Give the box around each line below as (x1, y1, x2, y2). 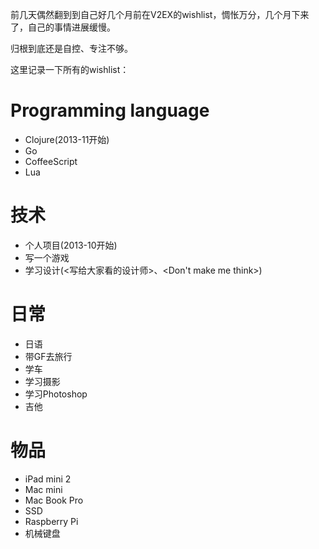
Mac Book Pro (24, 494, 84, 506)
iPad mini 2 (24, 473, 72, 485)
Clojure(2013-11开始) (24, 133, 110, 145)
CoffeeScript (24, 155, 78, 167)
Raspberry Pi (24, 515, 79, 527)
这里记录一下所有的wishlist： (10, 64, 130, 75)
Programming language (10, 99, 210, 122)
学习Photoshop (24, 388, 88, 400)
